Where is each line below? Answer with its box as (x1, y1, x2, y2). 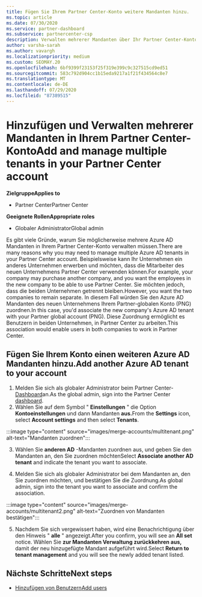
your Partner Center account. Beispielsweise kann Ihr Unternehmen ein (6, 255, 183, 262)
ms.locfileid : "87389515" (6, 93, 71, 99)
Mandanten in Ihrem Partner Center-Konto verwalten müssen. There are (6, 242, 183, 250)
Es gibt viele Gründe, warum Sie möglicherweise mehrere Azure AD (6, 236, 173, 243)
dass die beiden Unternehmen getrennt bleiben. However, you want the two (6, 287, 192, 295)
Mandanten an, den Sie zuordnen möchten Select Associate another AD (14, 452, 194, 459)
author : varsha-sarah (6, 43, 61, 49)
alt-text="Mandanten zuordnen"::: (6, 434, 90, 441)
